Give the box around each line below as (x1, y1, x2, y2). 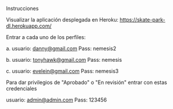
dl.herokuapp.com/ (6, 23, 52, 29)
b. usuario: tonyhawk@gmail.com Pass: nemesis (6, 57, 122, 63)
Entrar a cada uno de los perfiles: (6, 34, 86, 40)
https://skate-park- (119, 16, 165, 23)
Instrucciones (6, 5, 39, 12)
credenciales (6, 85, 37, 92)
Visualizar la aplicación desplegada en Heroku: (6, 16, 118, 23)
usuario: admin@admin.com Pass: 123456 (6, 96, 107, 103)
